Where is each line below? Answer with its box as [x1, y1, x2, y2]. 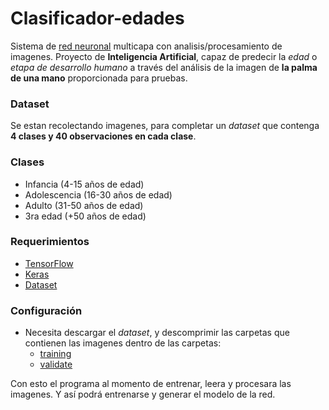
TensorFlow [24, 257, 74, 269]
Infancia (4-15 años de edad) [24, 178, 145, 190]
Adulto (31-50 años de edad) [24, 199, 144, 211]
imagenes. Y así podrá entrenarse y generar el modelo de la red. [10, 388, 276, 401]
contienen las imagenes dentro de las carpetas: [24, 337, 222, 349]
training [39, 348, 72, 360]
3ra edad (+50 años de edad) [24, 210, 147, 222]
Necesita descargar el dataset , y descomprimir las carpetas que [24, 327, 290, 339]
